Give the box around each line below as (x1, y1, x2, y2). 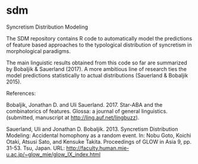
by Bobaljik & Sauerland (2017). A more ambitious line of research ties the (6, 65, 187, 72)
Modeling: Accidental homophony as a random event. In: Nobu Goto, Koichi (6, 132, 191, 139)
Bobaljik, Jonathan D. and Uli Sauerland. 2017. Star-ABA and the (6, 101, 163, 108)
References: (6, 89, 36, 97)
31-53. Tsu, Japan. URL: (6, 144, 66, 151)
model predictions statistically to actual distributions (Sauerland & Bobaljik (6, 72, 188, 79)
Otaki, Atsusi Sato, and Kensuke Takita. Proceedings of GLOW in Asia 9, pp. (6, 138, 192, 145)
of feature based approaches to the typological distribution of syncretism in (6, 41, 192, 48)
